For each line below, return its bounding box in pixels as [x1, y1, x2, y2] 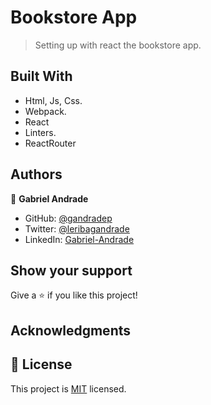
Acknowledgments [10, 322, 132, 339]
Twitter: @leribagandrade [24, 222, 130, 235]
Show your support [10, 262, 133, 279]
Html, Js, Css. [24, 94, 83, 106]
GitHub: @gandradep [24, 212, 113, 224]
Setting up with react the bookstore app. [34, 39, 202, 51]
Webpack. [24, 105, 67, 117]
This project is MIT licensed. [10, 382, 127, 395]
